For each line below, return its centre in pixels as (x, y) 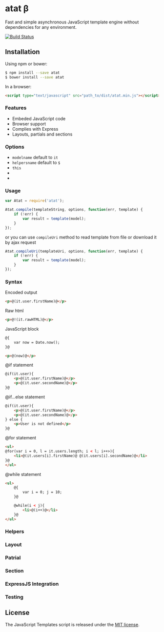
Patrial (13, 558)
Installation (22, 52)
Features (16, 108)
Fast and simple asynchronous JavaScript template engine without (72, 22)
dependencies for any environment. (41, 27)
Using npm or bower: (26, 63)
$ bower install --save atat (35, 77)
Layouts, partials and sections (42, 134)
